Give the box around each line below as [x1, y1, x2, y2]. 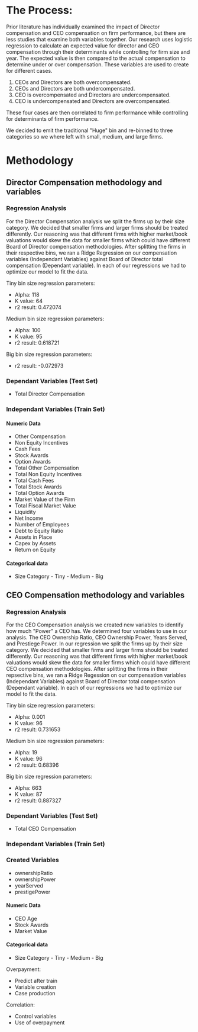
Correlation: [6, 1001, 35, 1008]
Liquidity [14, 509, 37, 516]
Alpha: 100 [14, 326, 41, 333]
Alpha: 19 [14, 749, 37, 756]
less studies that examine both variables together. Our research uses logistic [6, 36, 193, 43]
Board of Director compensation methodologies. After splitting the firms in [6, 243, 187, 250]
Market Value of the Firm [14, 496, 76, 503]
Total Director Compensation [14, 390, 85, 397]
